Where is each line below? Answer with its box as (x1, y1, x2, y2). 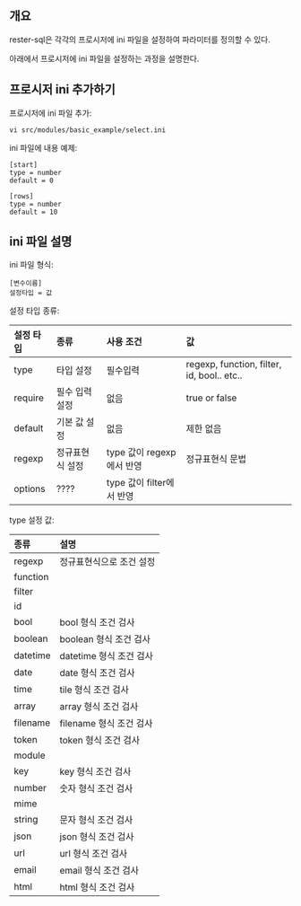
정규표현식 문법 (185, 453, 246, 465)
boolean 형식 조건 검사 (59, 633, 150, 646)
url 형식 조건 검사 (59, 848, 128, 860)
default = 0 (9, 176, 54, 185)
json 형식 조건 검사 (59, 831, 134, 843)
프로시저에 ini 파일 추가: (9, 107, 92, 119)
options (13, 483, 46, 496)
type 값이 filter (106, 477, 167, 489)
